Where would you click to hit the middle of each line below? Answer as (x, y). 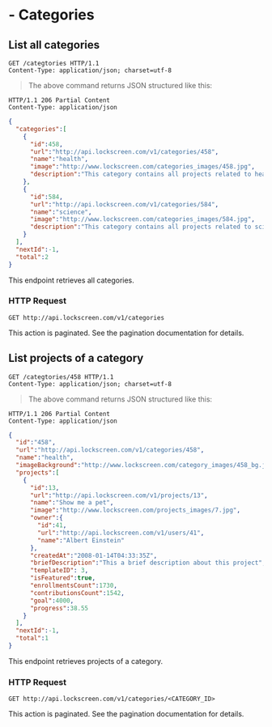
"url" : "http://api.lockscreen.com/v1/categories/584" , (124, 204)
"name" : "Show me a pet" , (72, 503)
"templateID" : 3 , (59, 571)
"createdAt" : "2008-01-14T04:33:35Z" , (93, 555)
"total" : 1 (32, 638)
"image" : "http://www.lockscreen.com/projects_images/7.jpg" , (135, 510)
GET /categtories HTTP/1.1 (54, 63)
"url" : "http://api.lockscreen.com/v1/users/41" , (121, 533)
